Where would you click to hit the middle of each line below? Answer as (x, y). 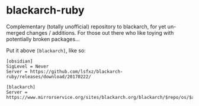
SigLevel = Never (28, 66)
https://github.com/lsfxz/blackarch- (76, 71)
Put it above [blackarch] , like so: (46, 50)
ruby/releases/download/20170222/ (49, 77)
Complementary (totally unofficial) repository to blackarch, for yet (86, 26)
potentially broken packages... (43, 39)
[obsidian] (20, 61)
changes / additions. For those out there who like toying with (100, 32)
